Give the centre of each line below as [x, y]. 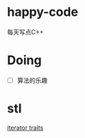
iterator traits [25, 128]
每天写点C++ [25, 32]
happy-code [43, 12]
